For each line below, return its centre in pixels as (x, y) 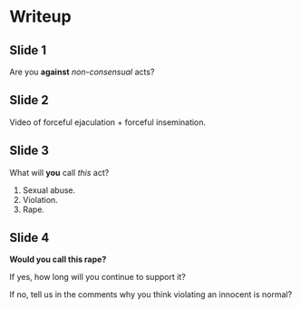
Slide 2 (29, 100)
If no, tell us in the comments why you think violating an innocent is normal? (151, 295)
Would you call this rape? (58, 259)
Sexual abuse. (49, 190)
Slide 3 (29, 151)
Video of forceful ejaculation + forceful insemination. (108, 122)
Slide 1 (28, 50)
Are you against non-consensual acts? (82, 72)
